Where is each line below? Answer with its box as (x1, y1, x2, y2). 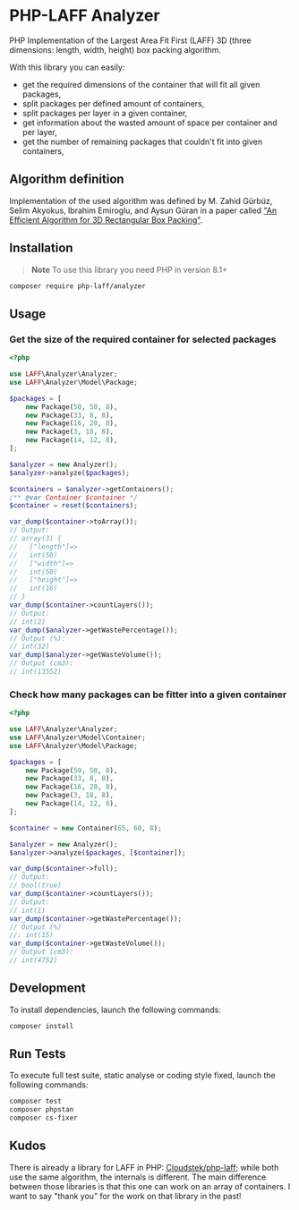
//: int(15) (9, 931, 54, 940)
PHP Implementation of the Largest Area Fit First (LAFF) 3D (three (9, 35, 252, 46)
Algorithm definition (9, 172, 124, 187)
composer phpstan (9, 1105, 74, 1114)
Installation (9, 241, 73, 256)
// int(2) (9, 617, 47, 626)
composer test (9, 1097, 63, 1106)
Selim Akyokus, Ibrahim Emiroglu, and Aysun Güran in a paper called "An (9, 205, 278, 216)
